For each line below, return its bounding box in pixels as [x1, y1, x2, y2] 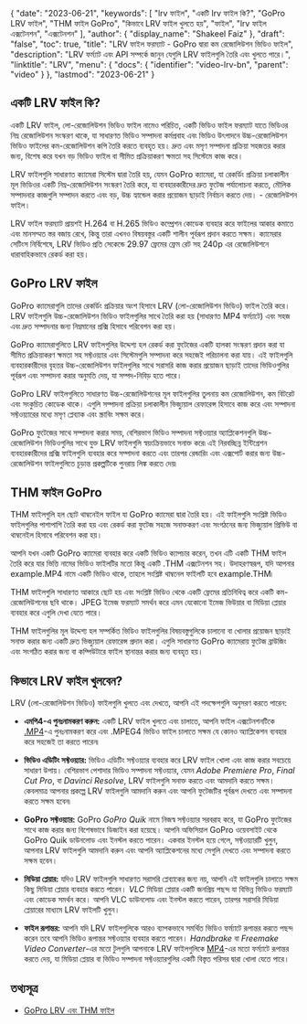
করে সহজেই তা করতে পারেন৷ [23, 736, 99, 748]
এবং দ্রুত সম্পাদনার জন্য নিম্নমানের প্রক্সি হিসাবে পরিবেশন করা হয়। [10, 320, 177, 332]
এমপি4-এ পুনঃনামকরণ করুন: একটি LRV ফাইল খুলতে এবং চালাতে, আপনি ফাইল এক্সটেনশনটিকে [23, 716, 275, 727]
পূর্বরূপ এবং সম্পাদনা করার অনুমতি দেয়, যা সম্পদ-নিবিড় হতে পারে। [10, 369, 183, 380]
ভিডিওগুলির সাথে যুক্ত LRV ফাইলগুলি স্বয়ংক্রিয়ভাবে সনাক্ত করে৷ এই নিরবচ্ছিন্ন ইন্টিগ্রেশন [44, 437, 268, 448]
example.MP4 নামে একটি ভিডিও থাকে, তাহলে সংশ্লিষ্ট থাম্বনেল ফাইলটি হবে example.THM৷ [10, 569, 273, 580]
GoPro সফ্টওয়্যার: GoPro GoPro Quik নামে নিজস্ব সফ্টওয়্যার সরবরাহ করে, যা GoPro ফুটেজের [23, 814, 291, 826]
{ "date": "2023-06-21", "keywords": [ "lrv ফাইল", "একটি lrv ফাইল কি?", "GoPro [10, 8, 286, 18]
